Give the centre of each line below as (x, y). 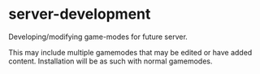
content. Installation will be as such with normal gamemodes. (110, 61)
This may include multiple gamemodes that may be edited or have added (130, 52)
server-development (80, 14)
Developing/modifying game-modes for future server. (98, 37)
